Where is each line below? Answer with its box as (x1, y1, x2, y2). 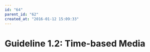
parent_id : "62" (5, 12, 39, 17)
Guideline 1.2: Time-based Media (5, 38, 146, 49)
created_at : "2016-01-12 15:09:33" (5, 16, 79, 21)
